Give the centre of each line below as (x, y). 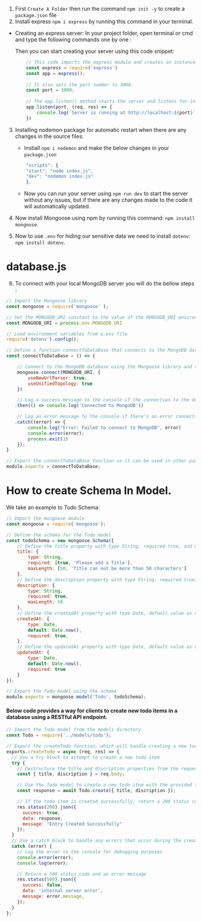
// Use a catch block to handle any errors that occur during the (96, 841)
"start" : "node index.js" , (60, 171)
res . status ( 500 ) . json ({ (47, 880)
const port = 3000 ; (50, 90)
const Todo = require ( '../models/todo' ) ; (59, 735)
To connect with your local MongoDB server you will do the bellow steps (105, 284)
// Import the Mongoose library (47, 301)
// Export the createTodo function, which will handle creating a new (96, 746)
